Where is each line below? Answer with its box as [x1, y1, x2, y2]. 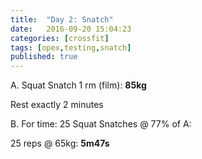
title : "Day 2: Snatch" [10, 14, 114, 25]
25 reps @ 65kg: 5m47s [10, 137, 110, 150]
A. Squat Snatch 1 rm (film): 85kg [10, 79, 147, 91]
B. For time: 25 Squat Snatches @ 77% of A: [10, 118, 192, 130]
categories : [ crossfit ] [10, 33, 110, 43]
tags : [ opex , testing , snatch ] [10, 42, 132, 53]
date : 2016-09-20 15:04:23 [10, 24, 132, 34]
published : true [10, 52, 78, 62]
